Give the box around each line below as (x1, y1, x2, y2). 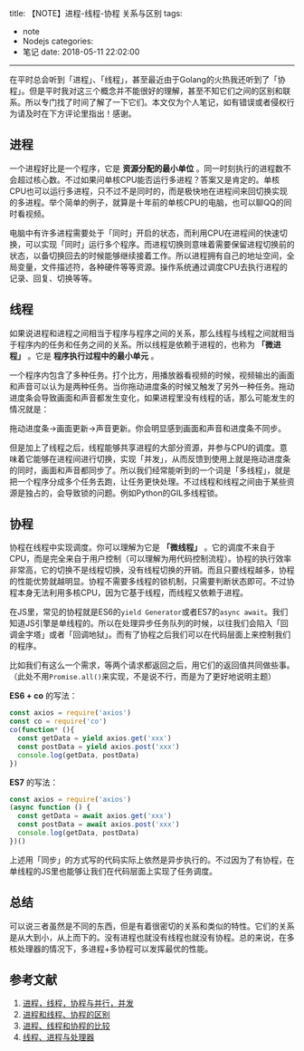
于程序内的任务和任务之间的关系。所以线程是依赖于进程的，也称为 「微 (9, 339, 273, 350)
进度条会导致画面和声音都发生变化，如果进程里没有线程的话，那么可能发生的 (9, 392, 295, 403)
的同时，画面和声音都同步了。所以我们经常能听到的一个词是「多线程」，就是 (9, 465, 291, 476)
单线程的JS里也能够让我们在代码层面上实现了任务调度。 (9, 865, 217, 876)
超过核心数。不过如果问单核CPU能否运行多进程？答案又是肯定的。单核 (16, 174, 280, 185)
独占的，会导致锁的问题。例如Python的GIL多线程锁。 (24, 487, 223, 498)
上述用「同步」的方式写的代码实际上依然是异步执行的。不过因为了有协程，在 (9, 854, 295, 865)
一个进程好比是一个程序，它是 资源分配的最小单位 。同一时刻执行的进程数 (9, 162, 283, 174)
